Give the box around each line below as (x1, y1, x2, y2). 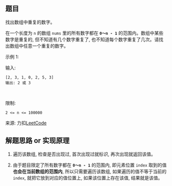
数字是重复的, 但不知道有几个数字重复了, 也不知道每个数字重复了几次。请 (5, 36, 159, 42)
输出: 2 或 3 (5, 80, 31, 85)
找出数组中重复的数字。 (5, 19, 55, 25)
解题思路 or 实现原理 (5, 136, 70, 145)
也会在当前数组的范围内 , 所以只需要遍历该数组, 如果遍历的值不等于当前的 (12, 168, 167, 174)
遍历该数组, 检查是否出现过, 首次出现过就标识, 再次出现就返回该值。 (12, 151, 156, 157)
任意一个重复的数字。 (23, 43, 68, 49)
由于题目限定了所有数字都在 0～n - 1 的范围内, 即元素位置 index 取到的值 (12, 162, 167, 168)
